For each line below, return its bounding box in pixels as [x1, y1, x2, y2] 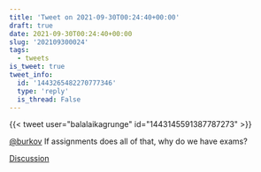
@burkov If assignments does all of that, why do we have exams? [9, 136, 248, 146]
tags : [9, 46, 29, 55]
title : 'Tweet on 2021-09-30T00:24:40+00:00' [9, 12, 180, 22]
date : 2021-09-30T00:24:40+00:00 [9, 29, 133, 38]
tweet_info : [9, 71, 53, 79]
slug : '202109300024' [9, 37, 89, 47]
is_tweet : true [9, 63, 65, 71]
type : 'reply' [17, 86, 69, 95]
